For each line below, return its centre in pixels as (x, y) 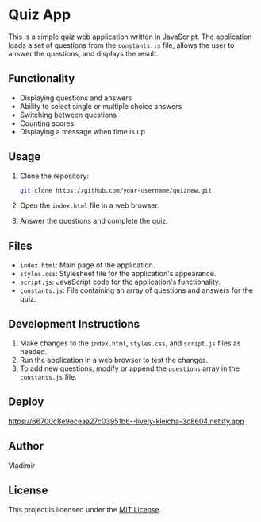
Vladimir (22, 465)
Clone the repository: (54, 176)
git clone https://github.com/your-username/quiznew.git (116, 190)
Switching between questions (68, 115)
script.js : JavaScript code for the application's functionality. (120, 282)
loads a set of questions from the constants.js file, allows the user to (121, 45)
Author (26, 446)
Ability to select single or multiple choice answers (101, 106)
